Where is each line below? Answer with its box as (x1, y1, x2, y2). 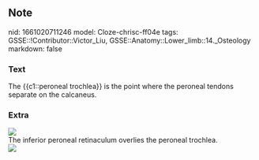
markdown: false (8, 43, 63, 54)
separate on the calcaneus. (8, 90, 97, 99)
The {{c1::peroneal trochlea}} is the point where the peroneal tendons (8, 82, 235, 91)
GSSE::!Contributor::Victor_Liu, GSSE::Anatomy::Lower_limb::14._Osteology (8, 35, 251, 45)
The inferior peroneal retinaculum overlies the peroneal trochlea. (8, 136, 219, 145)
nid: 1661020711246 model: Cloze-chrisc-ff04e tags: (8, 27, 179, 36)
